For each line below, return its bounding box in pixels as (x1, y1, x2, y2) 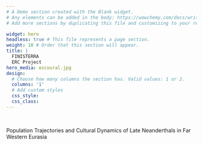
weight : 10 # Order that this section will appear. (6, 42, 139, 48)
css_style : (11, 93, 39, 99)
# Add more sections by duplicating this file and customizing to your (6, 20, 190, 26)
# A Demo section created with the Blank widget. (6, 8, 134, 15)
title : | (6, 48, 28, 54)
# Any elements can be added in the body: (6, 14, 115, 21)
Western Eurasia (6, 133, 47, 140)
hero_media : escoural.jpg (6, 65, 71, 71)
